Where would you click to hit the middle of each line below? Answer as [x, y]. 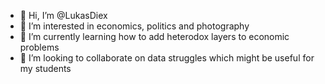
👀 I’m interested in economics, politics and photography [134, 26]
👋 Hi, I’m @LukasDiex [63, 15]
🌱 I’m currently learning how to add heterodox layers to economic [154, 36]
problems [39, 47]
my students [45, 68]
